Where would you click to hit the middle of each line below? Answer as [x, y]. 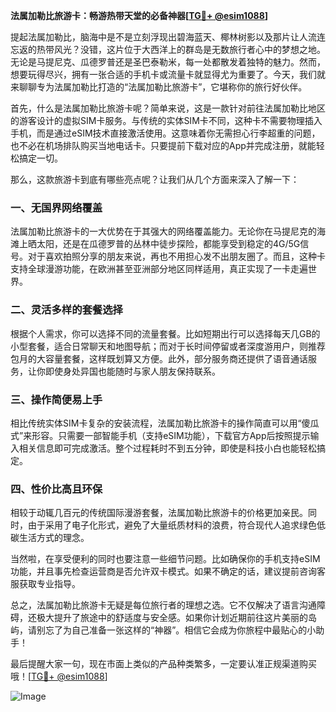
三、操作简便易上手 [56, 399]
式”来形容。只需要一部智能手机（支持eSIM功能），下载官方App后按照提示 [160, 435]
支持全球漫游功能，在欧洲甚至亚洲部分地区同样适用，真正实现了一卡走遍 [159, 269]
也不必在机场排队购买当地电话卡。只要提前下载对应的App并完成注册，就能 [163, 145]
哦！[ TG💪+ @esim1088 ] [59, 676]
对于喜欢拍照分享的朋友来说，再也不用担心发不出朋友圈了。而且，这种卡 [176, 256]
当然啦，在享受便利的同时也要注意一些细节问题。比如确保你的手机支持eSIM [165, 559]
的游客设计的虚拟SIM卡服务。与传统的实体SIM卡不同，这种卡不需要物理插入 [166, 120]
